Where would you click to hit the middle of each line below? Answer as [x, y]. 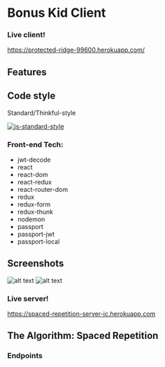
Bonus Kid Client [57, 13]
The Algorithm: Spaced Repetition [83, 336]
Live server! [28, 298]
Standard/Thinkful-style [42, 113]
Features [27, 72]
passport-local [38, 241]
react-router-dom [43, 189]
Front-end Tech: [35, 144]
